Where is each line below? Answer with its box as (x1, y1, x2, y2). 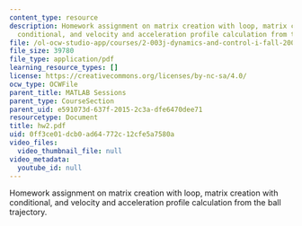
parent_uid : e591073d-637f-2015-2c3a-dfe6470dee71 (9, 105, 203, 114)
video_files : (9, 138, 58, 147)
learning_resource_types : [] (9, 64, 119, 73)
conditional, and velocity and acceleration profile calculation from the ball (9, 197, 281, 208)
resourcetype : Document (9, 113, 99, 122)
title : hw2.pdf (9, 122, 67, 131)
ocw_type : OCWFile (9, 80, 78, 89)
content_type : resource (9, 13, 99, 22)
